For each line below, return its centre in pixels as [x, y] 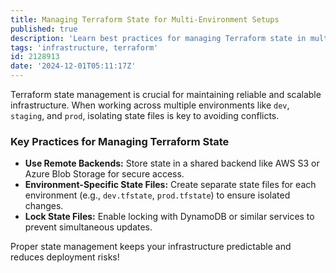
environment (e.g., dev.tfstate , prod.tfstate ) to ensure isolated [157, 195]
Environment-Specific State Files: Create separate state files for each [170, 185]
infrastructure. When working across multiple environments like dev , [150, 105]
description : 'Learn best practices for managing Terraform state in [158, 38]
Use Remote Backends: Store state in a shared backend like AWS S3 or [172, 163]
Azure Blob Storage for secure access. [104, 174]
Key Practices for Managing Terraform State [120, 141]
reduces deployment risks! [65, 257]
